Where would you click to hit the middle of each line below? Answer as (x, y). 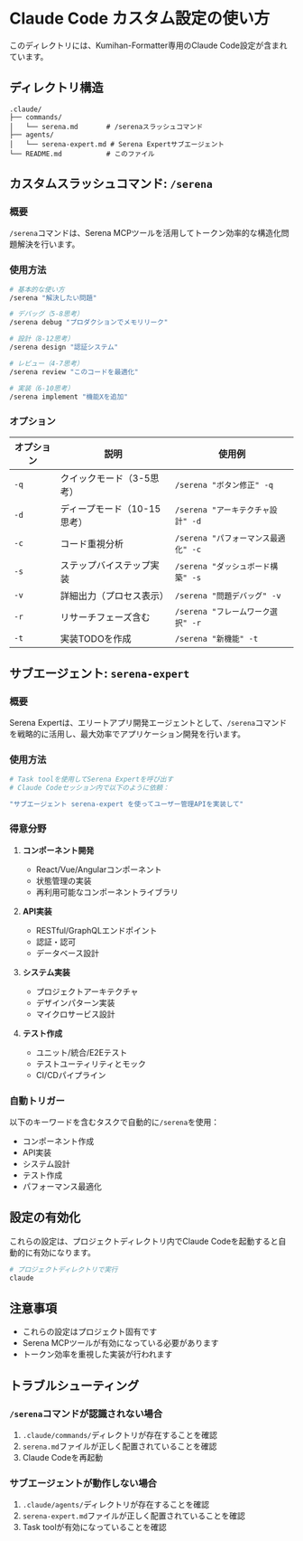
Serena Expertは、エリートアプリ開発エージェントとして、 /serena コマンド (148, 723)
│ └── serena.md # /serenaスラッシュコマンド (106, 127)
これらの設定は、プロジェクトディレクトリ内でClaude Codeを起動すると (144, 1241)
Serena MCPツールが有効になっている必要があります (120, 1343)
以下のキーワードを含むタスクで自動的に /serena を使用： (115, 1122)
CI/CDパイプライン (71, 1075)
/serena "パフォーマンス (222, 538)
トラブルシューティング (74, 1385)
